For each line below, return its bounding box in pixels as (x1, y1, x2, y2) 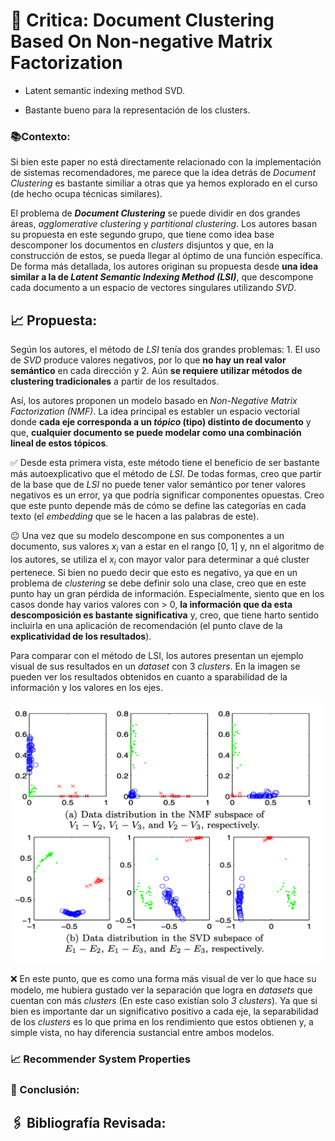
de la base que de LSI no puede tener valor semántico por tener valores (10, 479, 307, 491)
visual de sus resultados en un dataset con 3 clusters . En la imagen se (10, 660, 301, 672)
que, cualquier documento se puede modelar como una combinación (10, 427, 302, 439)
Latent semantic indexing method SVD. (24, 84, 186, 96)
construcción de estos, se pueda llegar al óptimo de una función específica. (10, 250, 323, 262)
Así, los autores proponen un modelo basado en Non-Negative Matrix (10, 395, 298, 407)
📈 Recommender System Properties (10, 1052, 191, 1066)
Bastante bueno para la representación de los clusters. (24, 104, 251, 116)
